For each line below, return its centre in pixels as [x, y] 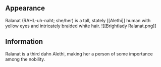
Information [24, 42]
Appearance [25, 8]
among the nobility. [25, 59]
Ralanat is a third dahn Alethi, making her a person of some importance [79, 54]
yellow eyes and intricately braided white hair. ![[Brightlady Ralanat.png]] [81, 26]
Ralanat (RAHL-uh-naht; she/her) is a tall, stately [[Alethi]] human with [78, 20]
